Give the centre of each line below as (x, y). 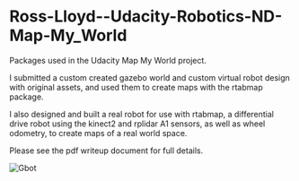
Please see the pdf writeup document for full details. (106, 151)
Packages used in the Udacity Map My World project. (108, 60)
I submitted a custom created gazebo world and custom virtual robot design (149, 77)
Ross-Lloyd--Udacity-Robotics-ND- (146, 17)
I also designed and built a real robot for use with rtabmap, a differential (142, 114)
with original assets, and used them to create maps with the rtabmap (136, 87)
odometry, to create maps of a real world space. (98, 133)
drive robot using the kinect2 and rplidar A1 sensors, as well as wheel (137, 124)
